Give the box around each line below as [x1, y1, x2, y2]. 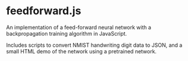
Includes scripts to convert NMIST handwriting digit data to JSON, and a [6, 41, 183, 49]
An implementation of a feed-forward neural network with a [6, 24, 151, 31]
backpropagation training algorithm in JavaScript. [6, 30, 128, 37]
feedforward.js [6, 4, 81, 18]
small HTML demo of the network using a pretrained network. [6, 47, 157, 54]
